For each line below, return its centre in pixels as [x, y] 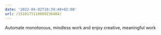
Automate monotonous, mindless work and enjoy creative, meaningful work [80, 27]
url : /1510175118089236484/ [33, 14]
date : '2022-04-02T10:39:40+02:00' [41, 9]
